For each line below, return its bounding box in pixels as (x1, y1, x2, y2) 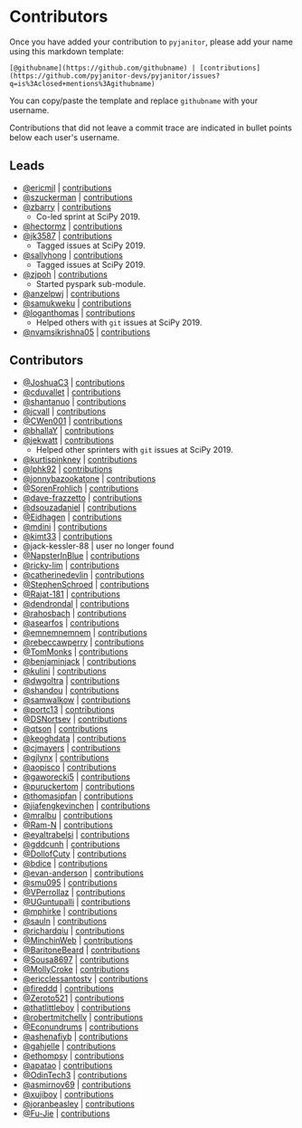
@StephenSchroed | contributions (22, 578, 150, 589)
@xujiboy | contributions (22, 1088, 115, 1099)
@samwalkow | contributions (22, 694, 131, 705)
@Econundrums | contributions (22, 1021, 139, 1032)
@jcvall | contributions (22, 406, 107, 416)
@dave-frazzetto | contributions (22, 492, 143, 503)
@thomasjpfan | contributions (22, 790, 134, 801)
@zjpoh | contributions (22, 269, 109, 280)
